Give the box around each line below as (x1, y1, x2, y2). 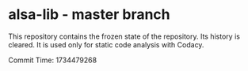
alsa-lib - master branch (8, 6, 170, 24)
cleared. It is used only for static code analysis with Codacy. (8, 39, 204, 49)
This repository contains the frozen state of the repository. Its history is (8, 32, 240, 41)
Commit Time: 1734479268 (8, 55, 97, 65)
